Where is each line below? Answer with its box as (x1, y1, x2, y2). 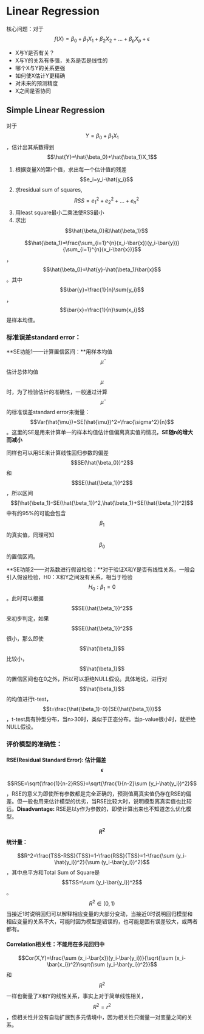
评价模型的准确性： (6, 740, 63, 749)
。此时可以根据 (6, 595, 44, 602)
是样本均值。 (6, 316, 38, 324)
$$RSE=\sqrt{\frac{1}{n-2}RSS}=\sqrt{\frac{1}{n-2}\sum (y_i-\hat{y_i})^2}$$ (7, 780, 197, 787)
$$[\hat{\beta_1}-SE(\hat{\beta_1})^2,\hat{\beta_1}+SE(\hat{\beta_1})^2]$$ (10, 499, 194, 507)
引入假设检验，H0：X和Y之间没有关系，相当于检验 (6, 573, 133, 580)
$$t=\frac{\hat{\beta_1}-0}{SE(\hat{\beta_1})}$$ (42, 706, 162, 713)
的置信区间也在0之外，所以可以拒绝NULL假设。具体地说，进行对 (6, 675, 168, 682)
